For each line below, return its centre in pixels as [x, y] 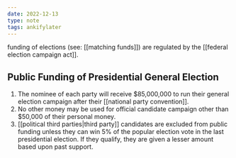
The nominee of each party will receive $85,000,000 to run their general [123, 94]
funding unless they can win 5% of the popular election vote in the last [121, 132]
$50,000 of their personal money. [67, 117]
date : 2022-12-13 [33, 14]
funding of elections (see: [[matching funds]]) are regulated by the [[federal [118, 47]
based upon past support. [55, 147]
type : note [23, 21]
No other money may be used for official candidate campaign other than [123, 109]
